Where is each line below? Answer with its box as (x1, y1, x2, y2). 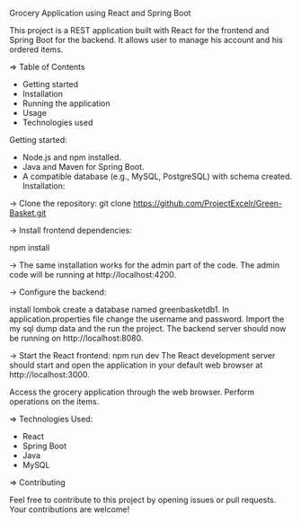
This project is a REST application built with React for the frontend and (9, 25, 270, 35)
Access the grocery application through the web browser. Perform (9, 386, 255, 397)
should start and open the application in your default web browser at (9, 359, 263, 370)
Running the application (22, 98, 111, 109)
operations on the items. (9, 396, 100, 407)
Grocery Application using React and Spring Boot (9, 8, 191, 18)
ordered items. (9, 44, 64, 55)
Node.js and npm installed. (22, 152, 122, 163)
